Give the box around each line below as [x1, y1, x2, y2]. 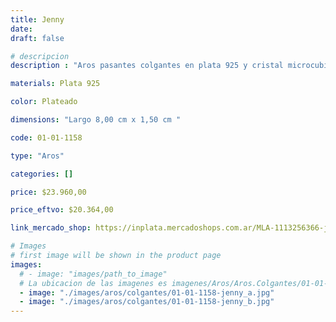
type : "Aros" [10, 151, 65, 161]
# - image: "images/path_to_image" [19, 269, 168, 279]
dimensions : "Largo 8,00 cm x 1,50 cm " [10, 115, 182, 125]
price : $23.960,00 [10, 187, 87, 197]
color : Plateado [10, 97, 78, 107]
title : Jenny [10, 14, 65, 25]
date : [10, 24, 33, 34]
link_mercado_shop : [10, 223, 92, 233]
